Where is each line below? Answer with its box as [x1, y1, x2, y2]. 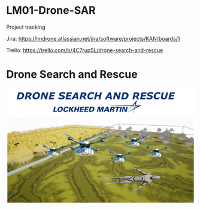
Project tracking [6, 23, 46, 31]
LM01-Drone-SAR [6, 4, 96, 17]
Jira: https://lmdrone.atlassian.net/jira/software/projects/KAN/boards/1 [6, 35, 180, 42]
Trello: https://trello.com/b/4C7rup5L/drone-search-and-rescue [6, 46, 163, 54]
